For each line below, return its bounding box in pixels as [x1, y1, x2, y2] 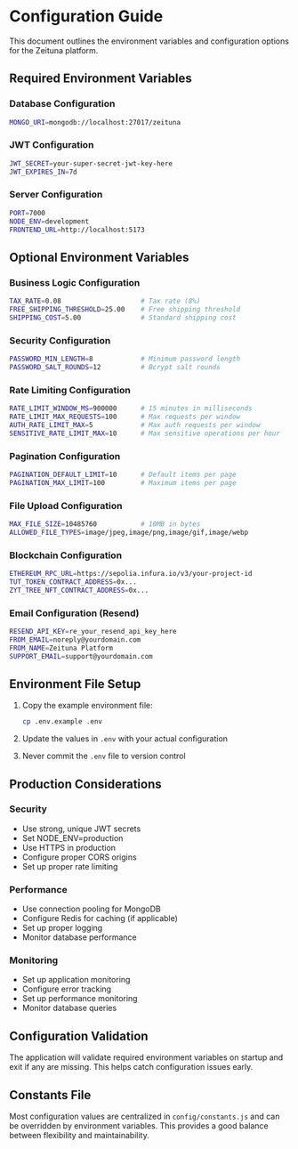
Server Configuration [9, 189, 103, 201]
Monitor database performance [21, 932, 137, 943]
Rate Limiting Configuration [9, 384, 131, 396]
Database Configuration [9, 98, 116, 110]
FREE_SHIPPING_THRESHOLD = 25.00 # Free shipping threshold [9, 305, 241, 314]
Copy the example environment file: [21, 700, 153, 711]
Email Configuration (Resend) [9, 607, 140, 619]
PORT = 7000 [9, 208, 46, 217]
